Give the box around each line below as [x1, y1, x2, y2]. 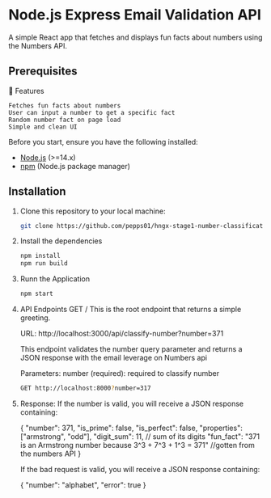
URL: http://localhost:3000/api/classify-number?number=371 [19, 329, 224, 339]
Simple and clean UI [8, 123, 78, 131]
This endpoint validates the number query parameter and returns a [19, 344, 243, 354]
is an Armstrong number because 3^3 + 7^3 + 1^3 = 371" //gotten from [19, 440, 255, 449]
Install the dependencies [19, 236, 103, 246]
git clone [19, 222, 54, 230]
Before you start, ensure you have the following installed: [8, 137, 198, 146]
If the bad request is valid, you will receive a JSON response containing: [19, 464, 260, 474]
